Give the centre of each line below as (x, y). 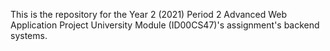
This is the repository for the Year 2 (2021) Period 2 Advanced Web (149, 14)
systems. (29, 35)
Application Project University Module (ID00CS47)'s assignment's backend (165, 25)
